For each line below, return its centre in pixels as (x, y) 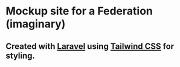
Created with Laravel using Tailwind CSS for (90, 46)
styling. (21, 56)
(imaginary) (36, 24)
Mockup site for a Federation (79, 11)
